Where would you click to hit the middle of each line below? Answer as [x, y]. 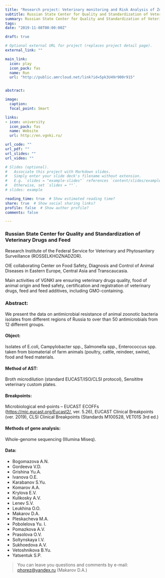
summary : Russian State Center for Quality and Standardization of [76, 19]
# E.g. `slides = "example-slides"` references [57, 181]
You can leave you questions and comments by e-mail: [73, 565]
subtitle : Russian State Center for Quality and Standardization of [77, 14]
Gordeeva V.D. [27, 467]
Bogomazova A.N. [30, 461]
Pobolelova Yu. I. [29, 524]
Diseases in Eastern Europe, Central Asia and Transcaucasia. [67, 271]
